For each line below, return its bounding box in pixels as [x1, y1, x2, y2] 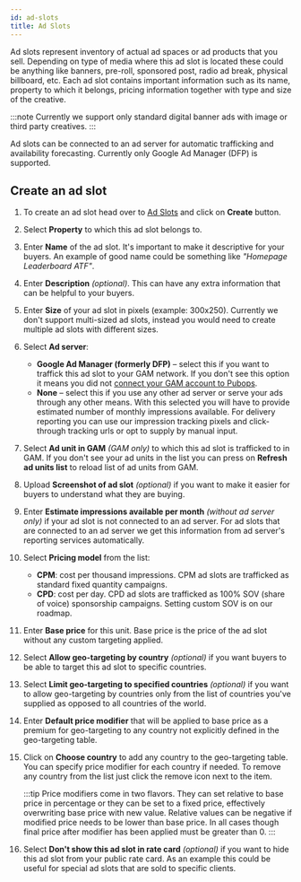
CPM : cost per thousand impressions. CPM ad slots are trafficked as [36, 570, 289, 581]
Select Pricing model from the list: [22, 553, 150, 563]
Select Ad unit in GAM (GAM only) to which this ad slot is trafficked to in [22, 443, 290, 454]
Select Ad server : [22, 342, 89, 353]
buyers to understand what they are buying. [22, 489, 185, 500]
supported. [10, 157, 51, 168]
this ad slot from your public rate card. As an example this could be [22, 853, 271, 864]
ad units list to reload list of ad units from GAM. [22, 462, 199, 473]
